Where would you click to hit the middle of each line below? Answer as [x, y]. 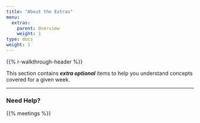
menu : [13, 17]
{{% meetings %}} [29, 113]
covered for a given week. [38, 79]
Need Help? [24, 100]
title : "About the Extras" [40, 12]
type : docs [20, 39]
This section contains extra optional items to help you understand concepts [99, 73]
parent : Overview [38, 28]
